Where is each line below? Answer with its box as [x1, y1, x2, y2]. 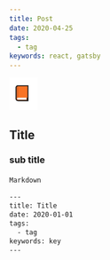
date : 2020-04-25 [9, 23, 74, 33]
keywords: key [9, 236, 62, 246]
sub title [9, 154, 46, 166]
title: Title [9, 201, 58, 210]
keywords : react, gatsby [9, 51, 101, 61]
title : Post [9, 14, 53, 23]
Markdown [9, 176, 42, 185]
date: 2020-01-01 [9, 209, 74, 219]
